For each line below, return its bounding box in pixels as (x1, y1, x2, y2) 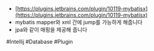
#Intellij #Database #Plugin (6, 38, 74, 45)
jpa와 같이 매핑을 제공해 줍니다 (14, 26, 88, 33)
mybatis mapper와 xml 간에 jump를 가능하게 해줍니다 (14, 19, 143, 26)
